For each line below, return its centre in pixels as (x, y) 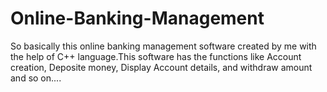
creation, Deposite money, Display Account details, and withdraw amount (161, 67)
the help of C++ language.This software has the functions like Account (156, 56)
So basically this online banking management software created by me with (163, 46)
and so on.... (36, 78)
